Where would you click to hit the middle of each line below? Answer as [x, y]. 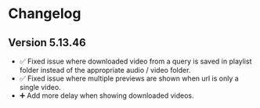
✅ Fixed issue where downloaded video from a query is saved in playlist [135, 61]
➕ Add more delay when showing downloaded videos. [107, 95]
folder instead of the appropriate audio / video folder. [105, 70]
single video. [40, 87]
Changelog [45, 14]
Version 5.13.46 [47, 43]
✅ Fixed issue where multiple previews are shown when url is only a [129, 78]
